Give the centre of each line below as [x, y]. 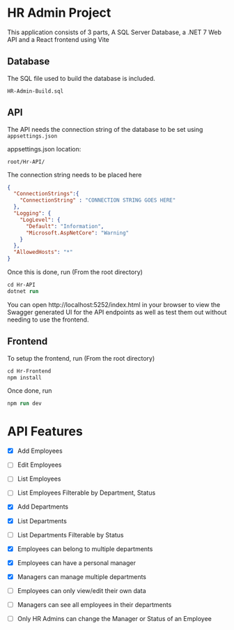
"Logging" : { [32, 213]
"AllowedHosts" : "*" [43, 253]
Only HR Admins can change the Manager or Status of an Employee [115, 618]
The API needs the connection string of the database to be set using [105, 129]
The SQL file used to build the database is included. [81, 78]
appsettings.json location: [44, 149]
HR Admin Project [59, 13]
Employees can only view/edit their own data [81, 590]
